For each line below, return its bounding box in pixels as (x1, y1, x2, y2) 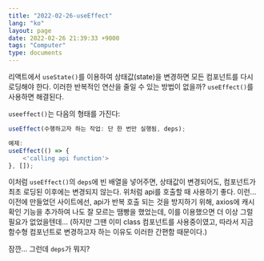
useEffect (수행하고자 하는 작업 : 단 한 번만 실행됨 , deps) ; (8, 125, 186, 133)
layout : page (8, 26, 52, 34)
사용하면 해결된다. (8, 92, 65, 101)
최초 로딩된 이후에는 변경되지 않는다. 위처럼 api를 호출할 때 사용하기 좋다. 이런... (8, 187, 257, 197)
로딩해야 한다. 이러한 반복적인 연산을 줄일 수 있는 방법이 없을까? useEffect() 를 (8, 82, 254, 91)
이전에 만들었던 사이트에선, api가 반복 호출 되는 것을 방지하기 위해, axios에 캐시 (8, 197, 255, 207)
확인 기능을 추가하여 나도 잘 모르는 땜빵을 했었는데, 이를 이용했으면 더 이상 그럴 (8, 207, 254, 217)
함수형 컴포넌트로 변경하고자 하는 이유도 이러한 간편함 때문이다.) (8, 227, 208, 237)
